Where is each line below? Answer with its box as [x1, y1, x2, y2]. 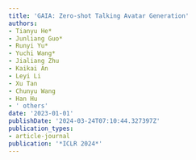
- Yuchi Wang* [8, 49, 56, 57]
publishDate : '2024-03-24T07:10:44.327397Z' [8, 117, 161, 125]
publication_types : [8, 124, 74, 133]
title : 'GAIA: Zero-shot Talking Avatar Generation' [8, 11, 190, 20]
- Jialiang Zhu [8, 57, 60, 65]
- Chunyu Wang [8, 86, 56, 95]
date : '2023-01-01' [8, 110, 74, 118]
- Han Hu [8, 95, 38, 103]
